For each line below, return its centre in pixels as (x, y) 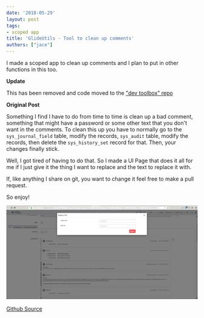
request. (17, 185)
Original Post (23, 105)
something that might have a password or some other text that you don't (97, 123)
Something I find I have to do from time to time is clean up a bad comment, (100, 116)
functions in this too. (32, 69)
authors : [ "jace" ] (29, 45)
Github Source (24, 309)
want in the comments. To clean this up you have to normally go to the (94, 130)
